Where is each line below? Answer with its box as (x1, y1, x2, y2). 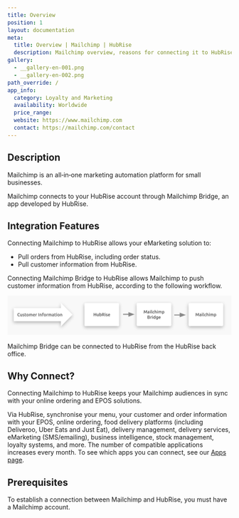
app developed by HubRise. (7, 200, 89, 208)
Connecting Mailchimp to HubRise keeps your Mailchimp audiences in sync (7, 389, 228, 398)
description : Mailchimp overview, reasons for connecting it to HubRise (14, 49, 234, 56)
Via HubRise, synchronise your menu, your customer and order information (7, 410, 228, 419)
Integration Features (7, 219, 100, 232)
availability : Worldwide (14, 102, 87, 109)
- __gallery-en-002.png (14, 71, 84, 78)
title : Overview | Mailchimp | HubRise (14, 41, 132, 49)
